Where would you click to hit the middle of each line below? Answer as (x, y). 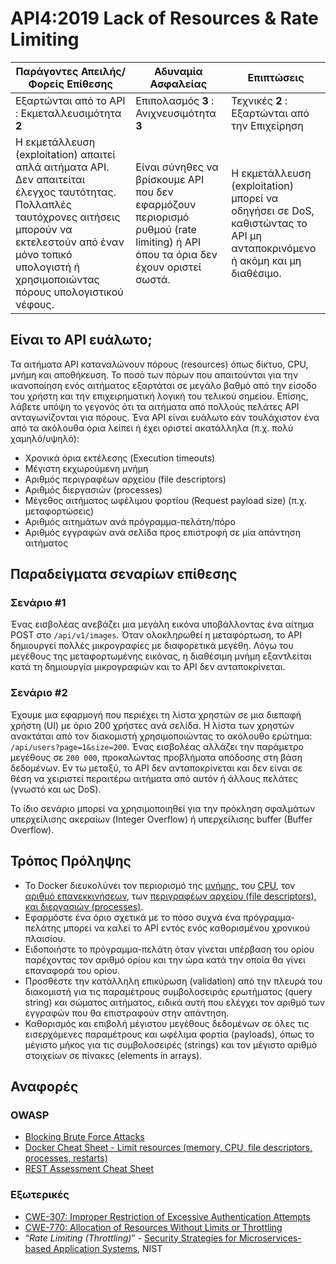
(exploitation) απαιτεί (65, 154)
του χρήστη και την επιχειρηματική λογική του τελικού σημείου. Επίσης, (159, 396)
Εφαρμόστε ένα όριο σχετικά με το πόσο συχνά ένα (132, 917)
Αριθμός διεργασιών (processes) (93, 489)
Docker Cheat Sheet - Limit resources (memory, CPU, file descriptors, (168, 1148)
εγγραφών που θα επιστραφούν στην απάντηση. (127, 1013)
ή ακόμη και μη (266, 260)
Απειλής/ (103, 71)
